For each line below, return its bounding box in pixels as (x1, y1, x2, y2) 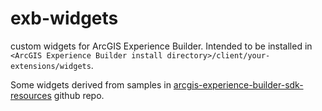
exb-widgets (10, 7, 119, 30)
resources (10, 89, 52, 101)
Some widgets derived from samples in (10, 78, 172, 91)
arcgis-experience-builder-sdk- (173, 78, 304, 91)
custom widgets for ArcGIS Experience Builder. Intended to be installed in (10, 40, 313, 52)
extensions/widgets (10, 61, 92, 71)
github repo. (53, 89, 105, 101)
